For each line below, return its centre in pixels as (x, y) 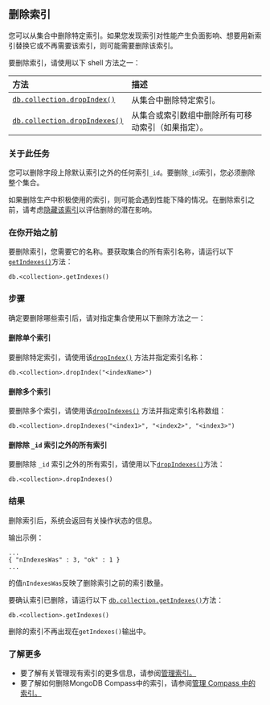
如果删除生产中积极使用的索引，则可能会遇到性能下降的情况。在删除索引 (128, 200)
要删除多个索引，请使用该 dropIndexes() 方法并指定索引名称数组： (117, 411)
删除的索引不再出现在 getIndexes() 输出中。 (79, 631)
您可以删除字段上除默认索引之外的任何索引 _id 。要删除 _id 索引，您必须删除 (132, 172)
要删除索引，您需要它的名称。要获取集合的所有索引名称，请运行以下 (121, 251)
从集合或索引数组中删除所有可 (188, 115)
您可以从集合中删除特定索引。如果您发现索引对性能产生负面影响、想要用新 (131, 35)
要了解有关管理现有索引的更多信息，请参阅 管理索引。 (108, 673)
